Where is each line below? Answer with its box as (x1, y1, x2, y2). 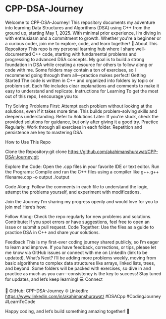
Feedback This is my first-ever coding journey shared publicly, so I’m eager (5, 239, 160, 245)
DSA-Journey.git (5, 154, 39, 159)
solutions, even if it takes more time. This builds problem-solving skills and (5, 108, 158, 114)
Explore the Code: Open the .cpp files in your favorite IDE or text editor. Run (5, 163, 160, 169)
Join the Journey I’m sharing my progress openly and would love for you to (5, 198, 159, 204)
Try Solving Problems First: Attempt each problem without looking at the (5, 103, 153, 109)
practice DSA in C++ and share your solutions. (5, 229, 100, 235)
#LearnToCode (5, 299, 36, 305)
